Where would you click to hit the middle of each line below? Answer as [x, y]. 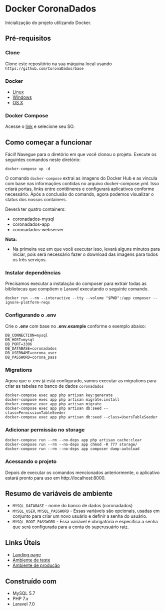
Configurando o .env [31, 315]
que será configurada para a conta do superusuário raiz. [70, 527]
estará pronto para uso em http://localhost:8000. [55, 478]
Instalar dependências [33, 272]
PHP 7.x [20, 598]
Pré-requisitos [28, 38]
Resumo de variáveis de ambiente [59, 493]
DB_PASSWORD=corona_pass [31, 357]
